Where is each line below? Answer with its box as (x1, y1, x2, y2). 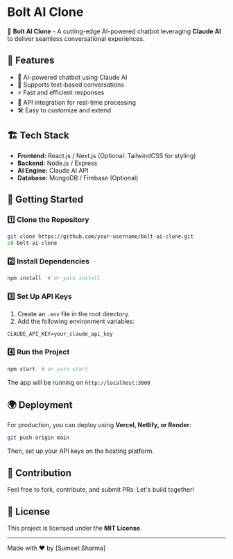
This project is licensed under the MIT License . (7, 524, 142, 532)
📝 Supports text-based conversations (17, 80, 125, 89)
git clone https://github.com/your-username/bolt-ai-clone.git (7, 233, 194, 240)
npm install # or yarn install (7, 275, 101, 282)
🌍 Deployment (7, 399, 73, 411)
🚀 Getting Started (7, 193, 84, 205)
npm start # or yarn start (7, 365, 89, 372)
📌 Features (7, 55, 55, 67)
